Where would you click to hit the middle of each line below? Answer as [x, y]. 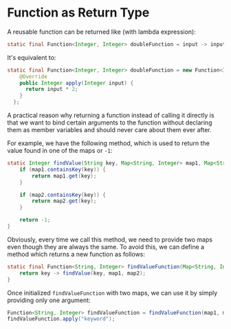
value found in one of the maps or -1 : [60, 151]
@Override [34, 76]
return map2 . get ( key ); [64, 201]
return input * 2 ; [52, 89]
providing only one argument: [49, 300]
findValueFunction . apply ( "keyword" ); [61, 319]
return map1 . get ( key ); [64, 176]
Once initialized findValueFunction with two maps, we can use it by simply [112, 293]
